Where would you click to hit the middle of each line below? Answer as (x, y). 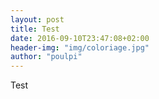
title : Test (35, 29)
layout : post (37, 19)
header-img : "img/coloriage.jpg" (80, 47)
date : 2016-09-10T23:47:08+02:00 (80, 38)
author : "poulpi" (46, 57)
